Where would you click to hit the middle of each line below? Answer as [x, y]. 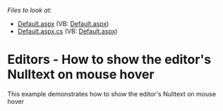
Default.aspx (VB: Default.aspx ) [63, 24]
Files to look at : [30, 10]
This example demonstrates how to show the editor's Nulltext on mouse [112, 93]
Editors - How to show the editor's [109, 60]
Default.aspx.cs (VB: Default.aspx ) [67, 31]
